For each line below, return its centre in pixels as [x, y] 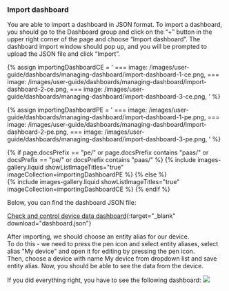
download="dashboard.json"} [49, 223]
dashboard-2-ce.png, [38, 89]
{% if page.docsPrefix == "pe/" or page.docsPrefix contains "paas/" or [108, 152]
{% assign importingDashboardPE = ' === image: [77, 110]
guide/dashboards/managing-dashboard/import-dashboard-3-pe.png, [107, 139]
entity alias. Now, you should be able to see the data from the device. [106, 266]
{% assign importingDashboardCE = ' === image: [78, 68]
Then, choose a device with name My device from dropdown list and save [112, 259]
